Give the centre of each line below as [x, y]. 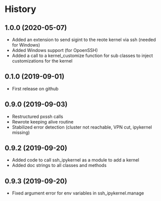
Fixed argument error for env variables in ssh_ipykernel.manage [78, 193]
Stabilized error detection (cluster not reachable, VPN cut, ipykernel [82, 127]
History [21, 9]
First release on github [35, 88]
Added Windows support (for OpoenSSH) [55, 50]
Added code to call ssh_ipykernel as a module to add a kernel [75, 160]
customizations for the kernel [42, 61]
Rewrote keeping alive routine [43, 121]
